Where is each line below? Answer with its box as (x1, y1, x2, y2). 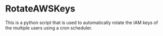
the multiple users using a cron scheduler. (5, 24, 92, 30)
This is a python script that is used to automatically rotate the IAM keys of (5, 19, 158, 25)
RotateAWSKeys (5, 3, 76, 14)
